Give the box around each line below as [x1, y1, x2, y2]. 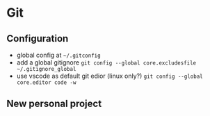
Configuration [6, 33, 69, 44]
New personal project [6, 98, 102, 110]
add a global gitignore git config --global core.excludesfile [16, 58, 197, 67]
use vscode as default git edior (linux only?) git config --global [16, 72, 203, 80]
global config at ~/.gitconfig [16, 51, 102, 59]
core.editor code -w [16, 79, 76, 86]
